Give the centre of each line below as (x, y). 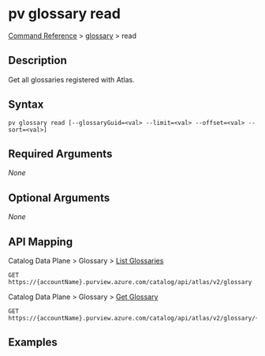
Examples (33, 342)
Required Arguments (60, 154)
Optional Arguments (59, 197)
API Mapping (41, 242)
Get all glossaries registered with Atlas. (72, 79)
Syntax (26, 105)
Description (37, 61)
